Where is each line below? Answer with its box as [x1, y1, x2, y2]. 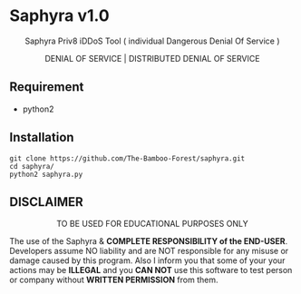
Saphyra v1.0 [9, 5, 111, 26]
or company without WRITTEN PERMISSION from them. [9, 274, 218, 286]
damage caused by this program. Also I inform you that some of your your [9, 255, 286, 266]
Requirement [9, 79, 84, 95]
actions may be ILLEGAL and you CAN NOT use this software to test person [9, 265, 293, 276]
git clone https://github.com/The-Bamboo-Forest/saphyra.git [9, 153, 246, 163]
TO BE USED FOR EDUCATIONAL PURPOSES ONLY [55, 219, 248, 230]
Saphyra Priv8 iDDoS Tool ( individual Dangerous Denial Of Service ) [24, 35, 280, 46]
